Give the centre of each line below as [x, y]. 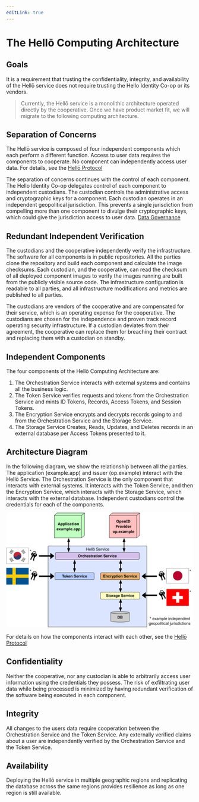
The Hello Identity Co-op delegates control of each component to [86, 186]
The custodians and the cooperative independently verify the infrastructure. [99, 251]
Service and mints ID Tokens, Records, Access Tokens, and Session [98, 402]
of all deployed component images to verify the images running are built [94, 276]
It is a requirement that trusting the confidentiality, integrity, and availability [98, 79]
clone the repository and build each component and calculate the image [94, 263]
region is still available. [34, 793]
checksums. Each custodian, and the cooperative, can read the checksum [97, 270]
